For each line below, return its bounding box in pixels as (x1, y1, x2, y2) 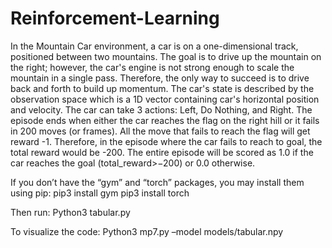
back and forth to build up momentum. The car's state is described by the (10, 82, 315, 94)
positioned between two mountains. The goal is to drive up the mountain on (10, 50, 322, 62)
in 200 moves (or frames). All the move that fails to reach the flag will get (10, 125, 311, 137)
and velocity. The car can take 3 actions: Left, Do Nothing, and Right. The (10, 103, 313, 116)
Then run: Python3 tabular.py (10, 206, 131, 218)
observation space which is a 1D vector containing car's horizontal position (10, 93, 320, 105)
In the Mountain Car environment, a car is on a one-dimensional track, (10, 40, 299, 52)
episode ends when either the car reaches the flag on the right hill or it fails (10, 114, 320, 126)
